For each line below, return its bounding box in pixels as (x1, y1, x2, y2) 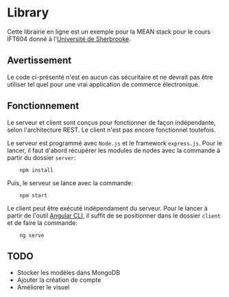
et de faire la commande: (7, 218, 77, 227)
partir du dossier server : (7, 153, 76, 162)
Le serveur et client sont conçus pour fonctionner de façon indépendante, (7, 118, 216, 126)
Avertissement (7, 55, 72, 67)
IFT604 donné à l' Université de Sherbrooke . (7, 34, 132, 43)
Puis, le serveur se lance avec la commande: (7, 178, 134, 187)
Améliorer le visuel (16, 283, 70, 292)
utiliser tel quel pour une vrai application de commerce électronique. (7, 80, 200, 88)
